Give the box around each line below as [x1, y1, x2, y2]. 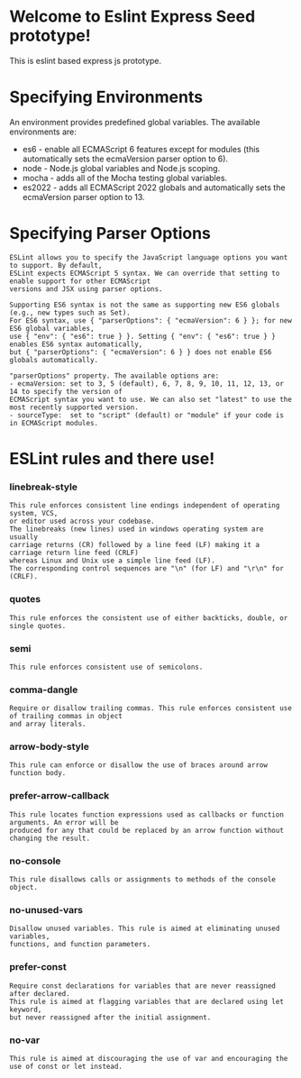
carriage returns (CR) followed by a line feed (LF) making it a [9, 541, 260, 550]
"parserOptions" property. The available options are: [9, 371, 220, 380]
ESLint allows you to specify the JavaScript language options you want [9, 252, 288, 262]
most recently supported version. [9, 403, 140, 412]
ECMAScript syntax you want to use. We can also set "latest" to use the [9, 395, 293, 404]
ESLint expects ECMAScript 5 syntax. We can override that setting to [9, 269, 280, 278]
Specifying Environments [9, 87, 204, 107]
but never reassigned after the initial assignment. [9, 1012, 212, 1022]
